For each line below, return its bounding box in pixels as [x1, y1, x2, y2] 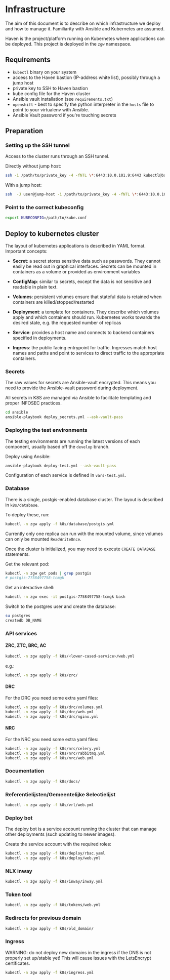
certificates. [5, 960, 30, 966]
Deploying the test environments [5, 427, 88, 434]
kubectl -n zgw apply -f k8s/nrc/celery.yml [5, 746, 101, 751]
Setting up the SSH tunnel [5, 142, 70, 149]
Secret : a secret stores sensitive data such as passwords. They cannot [12, 258, 161, 264]
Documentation [5, 767, 45, 774]
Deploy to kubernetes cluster [5, 229, 99, 238]
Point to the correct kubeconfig [5, 204, 84, 211]
